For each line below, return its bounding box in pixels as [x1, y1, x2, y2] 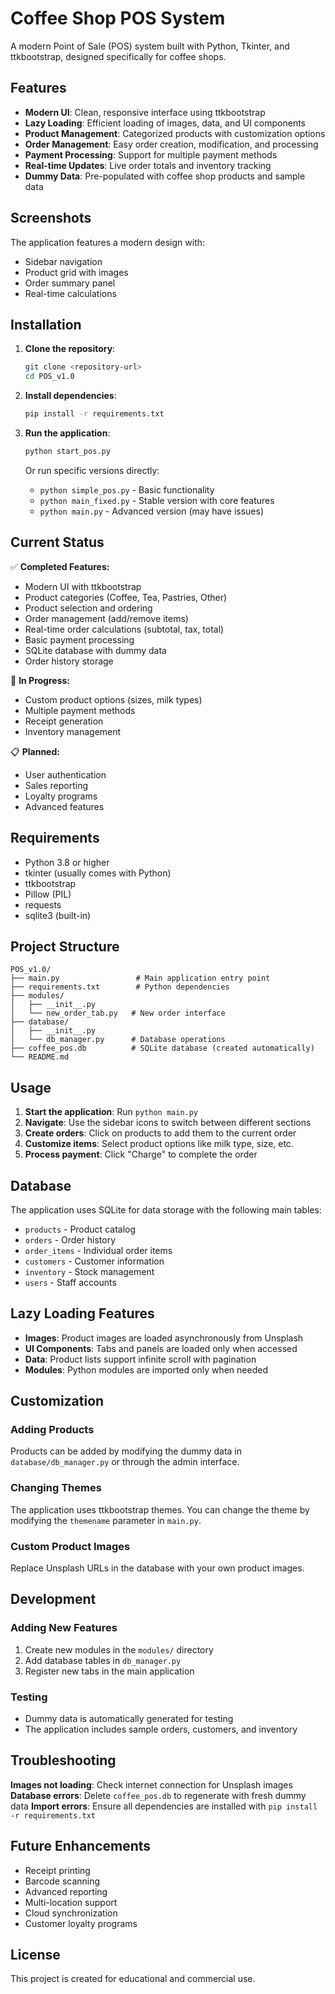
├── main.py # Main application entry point [10, 973, 271, 984]
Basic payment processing [24, 633, 135, 646]
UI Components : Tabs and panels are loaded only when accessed [24, 1342, 298, 1354]
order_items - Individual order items [24, 1244, 173, 1256]
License [10, 1947, 61, 1964]
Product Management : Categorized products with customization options [24, 127, 326, 139]
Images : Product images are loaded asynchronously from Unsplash [24, 1332, 304, 1344]
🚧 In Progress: [10, 674, 71, 686]
